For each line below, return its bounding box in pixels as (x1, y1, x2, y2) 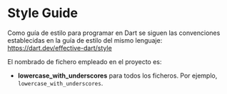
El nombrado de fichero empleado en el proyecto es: (7, 57, 162, 66)
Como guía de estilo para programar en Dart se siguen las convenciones (7, 28, 221, 37)
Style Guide (7, 5, 79, 21)
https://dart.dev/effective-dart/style (7, 43, 112, 52)
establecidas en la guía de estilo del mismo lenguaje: (7, 36, 163, 44)
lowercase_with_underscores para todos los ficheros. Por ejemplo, (17, 71, 218, 80)
